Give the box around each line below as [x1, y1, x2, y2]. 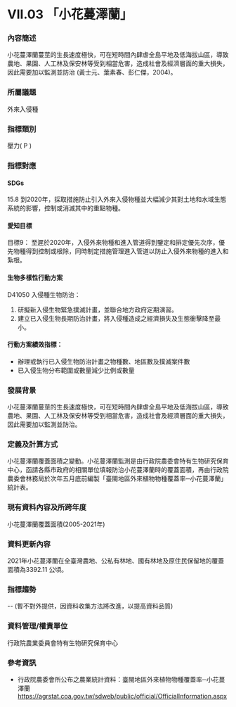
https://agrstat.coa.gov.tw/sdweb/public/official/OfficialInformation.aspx [17, 692, 227, 700]
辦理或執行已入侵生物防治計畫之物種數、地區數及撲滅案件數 [17, 357, 190, 366]
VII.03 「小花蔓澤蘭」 [7, 6, 133, 23]
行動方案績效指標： [7, 340, 63, 349]
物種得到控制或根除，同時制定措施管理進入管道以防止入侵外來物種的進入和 [13, 247, 229, 255]
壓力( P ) [7, 141, 32, 150]
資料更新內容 [7, 539, 51, 549]
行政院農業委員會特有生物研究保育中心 [7, 638, 118, 647]
